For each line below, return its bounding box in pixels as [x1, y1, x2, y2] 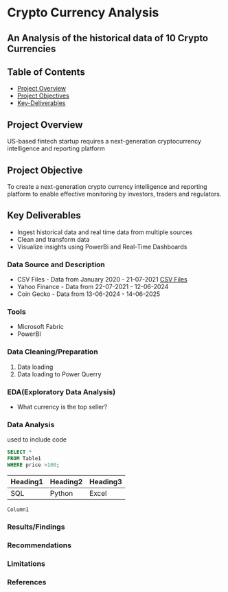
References [7, 577, 47, 587]
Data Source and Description [7, 260, 105, 269]
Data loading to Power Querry [16, 369, 102, 378]
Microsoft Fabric [16, 323, 64, 331]
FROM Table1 [7, 455, 41, 462]
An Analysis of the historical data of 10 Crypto [7, 32, 208, 44]
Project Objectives [16, 91, 70, 100]
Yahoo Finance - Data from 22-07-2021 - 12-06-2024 [16, 283, 169, 291]
